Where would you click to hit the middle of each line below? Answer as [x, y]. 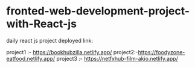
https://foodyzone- [161, 52]
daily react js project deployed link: [50, 40]
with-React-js [42, 24]
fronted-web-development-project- [98, 11]
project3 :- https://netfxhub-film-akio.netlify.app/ [117, 58]
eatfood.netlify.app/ [31, 58]
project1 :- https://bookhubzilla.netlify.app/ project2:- [72, 52]
